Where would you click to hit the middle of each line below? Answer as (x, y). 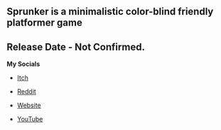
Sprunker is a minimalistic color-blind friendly (110, 12)
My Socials (23, 64)
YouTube (30, 119)
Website (29, 105)
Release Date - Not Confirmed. (76, 47)
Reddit (26, 92)
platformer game (44, 23)
